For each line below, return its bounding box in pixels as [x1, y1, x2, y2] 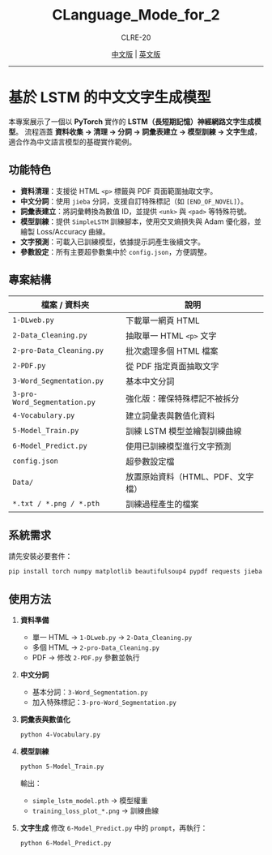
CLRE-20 [121, 32, 151, 42]
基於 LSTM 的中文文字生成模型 [8, 88, 211, 107]
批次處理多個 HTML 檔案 [125, 345, 219, 356]
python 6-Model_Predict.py [19, 839, 112, 847]
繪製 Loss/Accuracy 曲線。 [19, 226, 111, 236]
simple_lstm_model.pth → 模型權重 [32, 795, 148, 805]
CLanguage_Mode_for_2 [52, 6, 220, 24]
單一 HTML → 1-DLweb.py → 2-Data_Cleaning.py [32, 633, 193, 642]
